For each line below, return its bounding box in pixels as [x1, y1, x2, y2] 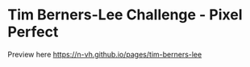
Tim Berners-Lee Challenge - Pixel [7, 6, 243, 24]
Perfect [7, 23, 59, 41]
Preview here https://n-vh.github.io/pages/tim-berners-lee [7, 49, 202, 59]
